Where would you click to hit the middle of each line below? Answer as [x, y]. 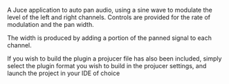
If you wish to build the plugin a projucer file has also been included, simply [114, 59]
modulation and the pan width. [51, 24]
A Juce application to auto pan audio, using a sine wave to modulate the [110, 10]
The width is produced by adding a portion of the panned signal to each [110, 38]
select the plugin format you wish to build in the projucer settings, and [107, 66]
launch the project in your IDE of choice [64, 73]
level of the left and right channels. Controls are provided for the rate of [109, 17]
